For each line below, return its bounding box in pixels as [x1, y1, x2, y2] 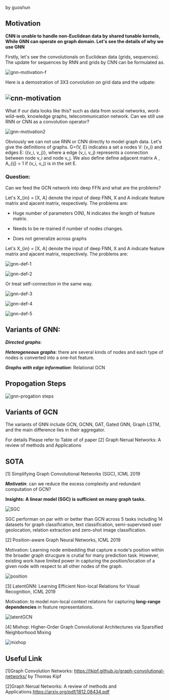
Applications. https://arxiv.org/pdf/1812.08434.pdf [5, 688, 110, 695]
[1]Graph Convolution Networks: [5, 668, 73, 674]
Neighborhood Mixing [5, 629, 51, 636]
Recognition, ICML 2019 [5, 589, 56, 595]
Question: [5, 173, 31, 180]
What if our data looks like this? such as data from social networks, [5, 107, 147, 113]
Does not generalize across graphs [12, 235, 87, 241]
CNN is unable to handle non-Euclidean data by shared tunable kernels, [5, 33, 160, 39]
